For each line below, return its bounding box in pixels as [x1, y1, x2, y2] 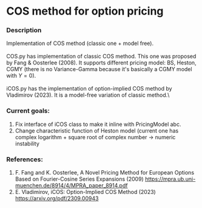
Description [6, 26, 42, 35]
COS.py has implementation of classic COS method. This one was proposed [6, 53, 197, 60]
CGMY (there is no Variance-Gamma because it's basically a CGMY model [6, 66, 192, 73]
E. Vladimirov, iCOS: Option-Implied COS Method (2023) [15, 189, 156, 196]
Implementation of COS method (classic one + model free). [6, 40, 154, 47]
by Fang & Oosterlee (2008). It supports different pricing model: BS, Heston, [6, 59, 197, 66]
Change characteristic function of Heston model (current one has [15, 127, 179, 134]
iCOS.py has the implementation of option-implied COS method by [6, 85, 172, 92]
